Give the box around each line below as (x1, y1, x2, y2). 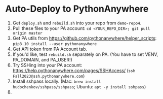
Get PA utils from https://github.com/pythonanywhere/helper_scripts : (12, 35, 157, 41)
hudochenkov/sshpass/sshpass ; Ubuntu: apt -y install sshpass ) (12, 83, 146, 89)
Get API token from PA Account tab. (12, 46, 88, 52)
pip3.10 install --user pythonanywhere (12, 41, 97, 46)
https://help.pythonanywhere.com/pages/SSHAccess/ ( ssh (12, 67, 136, 74)
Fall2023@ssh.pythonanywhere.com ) (12, 73, 85, 79)
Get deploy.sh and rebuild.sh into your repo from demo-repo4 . (12, 20, 142, 26)
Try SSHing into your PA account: (12, 62, 83, 68)
